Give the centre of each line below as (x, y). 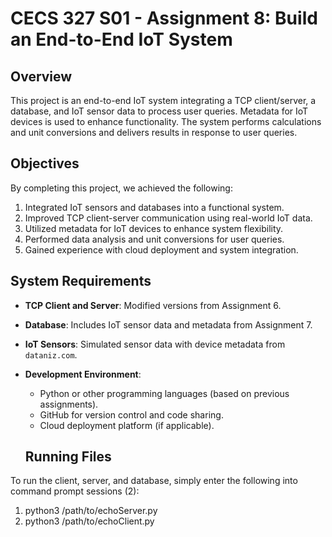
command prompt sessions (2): (75, 491)
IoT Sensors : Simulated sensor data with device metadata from (155, 344)
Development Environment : (83, 374)
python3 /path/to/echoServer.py (91, 511)
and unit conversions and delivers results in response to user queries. (154, 132)
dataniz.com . (51, 354)
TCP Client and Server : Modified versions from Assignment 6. (153, 305)
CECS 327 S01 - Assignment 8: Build (164, 18)
